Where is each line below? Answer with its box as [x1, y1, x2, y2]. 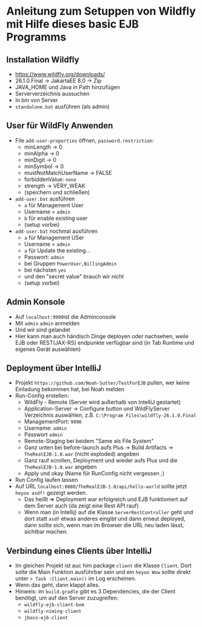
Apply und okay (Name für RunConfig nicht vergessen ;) [24, 470, 165, 477]
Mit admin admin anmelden [15, 319, 80, 327]
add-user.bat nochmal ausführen [15, 227, 98, 235]
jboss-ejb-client [24, 615, 69, 621]
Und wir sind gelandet [15, 326, 71, 333]
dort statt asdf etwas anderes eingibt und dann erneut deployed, [24, 515, 186, 522]
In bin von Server [15, 96, 58, 104]
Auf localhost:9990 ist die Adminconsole [15, 313, 116, 321]
